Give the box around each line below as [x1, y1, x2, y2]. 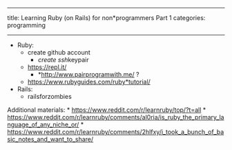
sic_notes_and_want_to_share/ [7, 135, 94, 143]
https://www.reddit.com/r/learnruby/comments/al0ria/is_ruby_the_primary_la [7, 113, 224, 121]
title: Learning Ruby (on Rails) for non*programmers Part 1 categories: [7, 14, 206, 21]
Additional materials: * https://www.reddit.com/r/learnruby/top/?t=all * [7, 106, 206, 114]
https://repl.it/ [27, 63, 67, 71]
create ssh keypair [37, 56, 89, 64]
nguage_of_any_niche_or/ [7, 120, 79, 129]
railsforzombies [27, 93, 72, 100]
